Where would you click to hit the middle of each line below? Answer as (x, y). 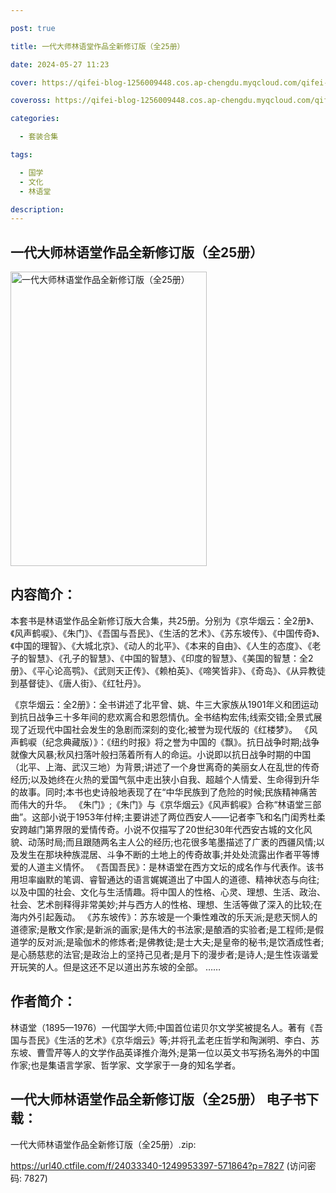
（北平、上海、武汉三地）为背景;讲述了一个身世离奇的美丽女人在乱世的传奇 (165, 767)
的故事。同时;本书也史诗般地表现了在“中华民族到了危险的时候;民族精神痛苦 (164, 792)
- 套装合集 (39, 137)
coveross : (31, 101)
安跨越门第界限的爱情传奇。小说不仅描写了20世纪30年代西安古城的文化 (157, 829)
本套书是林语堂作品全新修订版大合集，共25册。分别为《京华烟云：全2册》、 (165, 620)
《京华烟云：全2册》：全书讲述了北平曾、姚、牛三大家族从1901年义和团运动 (164, 704)
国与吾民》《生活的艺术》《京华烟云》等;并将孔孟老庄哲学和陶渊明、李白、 (161, 1040)
